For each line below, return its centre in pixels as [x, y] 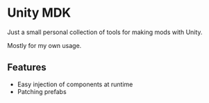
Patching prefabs [42, 91]
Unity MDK [39, 13]
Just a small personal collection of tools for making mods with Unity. [105, 32]
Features [27, 68]
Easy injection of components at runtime [75, 84]
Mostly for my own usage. [44, 45]
